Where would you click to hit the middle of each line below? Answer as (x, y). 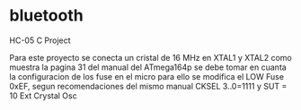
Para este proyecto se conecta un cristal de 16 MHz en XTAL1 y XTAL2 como (150, 57)
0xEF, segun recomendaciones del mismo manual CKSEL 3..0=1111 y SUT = (148, 86)
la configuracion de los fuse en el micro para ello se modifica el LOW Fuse (147, 76)
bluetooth (46, 16)
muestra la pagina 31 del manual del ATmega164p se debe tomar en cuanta (148, 67)
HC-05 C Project (40, 40)
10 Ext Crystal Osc (44, 96)
